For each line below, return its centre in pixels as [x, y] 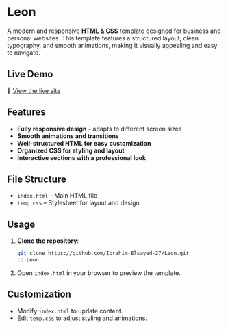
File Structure [37, 179]
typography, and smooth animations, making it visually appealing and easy [112, 45]
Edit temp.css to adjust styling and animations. [82, 318]
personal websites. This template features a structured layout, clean [103, 38]
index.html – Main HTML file [57, 196]
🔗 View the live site [34, 90]
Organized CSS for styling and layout [71, 150]
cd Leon [28, 260]
